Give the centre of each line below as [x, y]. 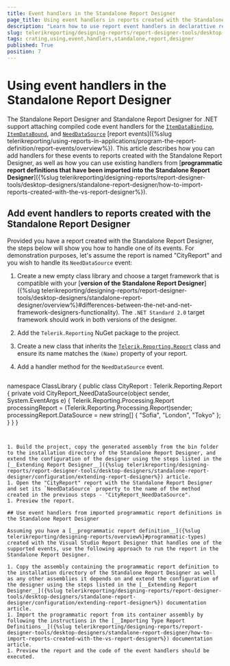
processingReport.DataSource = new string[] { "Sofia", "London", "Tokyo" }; [114, 415]
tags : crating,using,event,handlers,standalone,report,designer [101, 39]
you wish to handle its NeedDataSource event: [69, 262]
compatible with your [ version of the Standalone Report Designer [111, 283]
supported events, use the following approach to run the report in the [113, 549]
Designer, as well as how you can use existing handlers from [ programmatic [115, 162]
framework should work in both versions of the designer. [97, 319]
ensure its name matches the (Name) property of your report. [102, 353]
